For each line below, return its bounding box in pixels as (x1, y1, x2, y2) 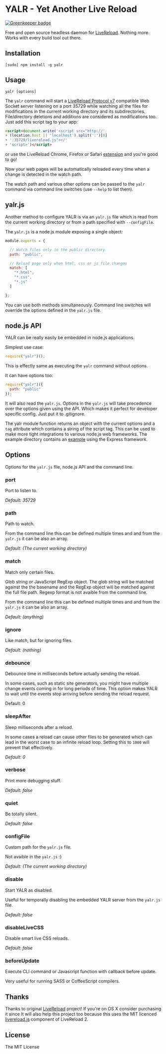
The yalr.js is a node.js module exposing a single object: (5, 228, 123, 234)
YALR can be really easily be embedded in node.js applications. (5, 335, 135, 341)
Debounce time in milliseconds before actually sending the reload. (5, 671, 140, 677)
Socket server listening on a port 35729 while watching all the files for (5, 103, 148, 109)
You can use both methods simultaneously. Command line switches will (5, 302, 151, 308)
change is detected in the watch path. (5, 171, 83, 177)
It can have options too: (5, 372, 54, 378)
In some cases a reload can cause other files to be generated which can (5, 734, 153, 740)
